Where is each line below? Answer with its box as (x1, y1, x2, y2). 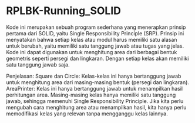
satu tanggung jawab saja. (6, 61, 70, 68)
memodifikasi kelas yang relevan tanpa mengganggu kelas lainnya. (6, 110, 169, 117)
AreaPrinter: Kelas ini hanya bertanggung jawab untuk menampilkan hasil (6, 85, 183, 92)
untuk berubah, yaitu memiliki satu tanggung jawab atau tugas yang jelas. (6, 42, 184, 49)
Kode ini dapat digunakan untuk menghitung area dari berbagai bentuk (6, 48, 177, 55)
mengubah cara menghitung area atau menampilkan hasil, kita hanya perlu (6, 104, 187, 111)
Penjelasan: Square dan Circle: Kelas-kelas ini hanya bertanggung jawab (6, 72, 181, 79)
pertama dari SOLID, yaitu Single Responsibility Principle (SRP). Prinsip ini (6, 29, 184, 36)
